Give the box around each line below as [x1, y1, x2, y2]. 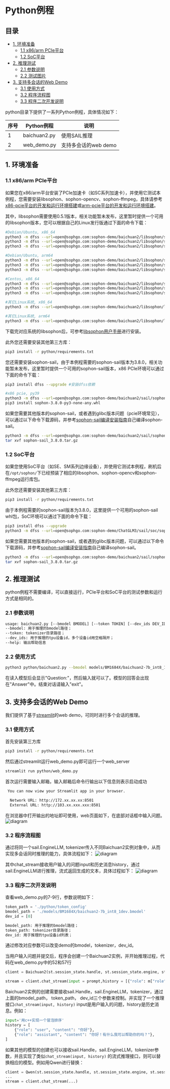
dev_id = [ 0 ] [5, 914, 33, 919]
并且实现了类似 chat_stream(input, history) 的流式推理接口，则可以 [14, 1053, 157, 1059]
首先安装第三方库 [5, 739, 41, 745]
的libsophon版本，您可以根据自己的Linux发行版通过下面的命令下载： [5, 219, 148, 225]
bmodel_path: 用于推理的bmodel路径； [5, 923, 79, 928]
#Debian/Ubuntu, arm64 [5, 253, 53, 258]
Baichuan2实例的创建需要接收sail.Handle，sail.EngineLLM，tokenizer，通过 [5, 989, 163, 995]
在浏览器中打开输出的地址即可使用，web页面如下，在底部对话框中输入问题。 [5, 812, 165, 818]
